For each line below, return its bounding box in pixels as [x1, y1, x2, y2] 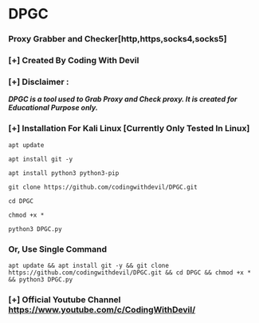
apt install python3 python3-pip [8, 169, 120, 177]
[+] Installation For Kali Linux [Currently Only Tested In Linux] [8, 123, 250, 134]
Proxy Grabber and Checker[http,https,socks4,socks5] [8, 34, 227, 45]
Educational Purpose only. [8, 103, 98, 113]
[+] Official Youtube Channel [8, 293, 121, 305]
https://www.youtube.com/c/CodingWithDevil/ [8, 304, 196, 315]
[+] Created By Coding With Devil [8, 55, 139, 66]
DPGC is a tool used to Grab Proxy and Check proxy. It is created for [8, 94, 237, 104]
